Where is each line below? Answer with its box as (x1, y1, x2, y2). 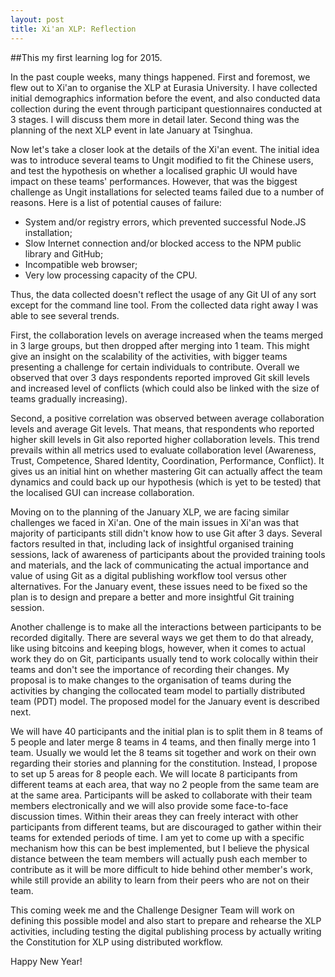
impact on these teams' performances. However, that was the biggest (10, 175, 298, 187)
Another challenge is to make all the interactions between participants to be (10, 621, 322, 633)
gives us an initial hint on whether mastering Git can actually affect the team (10, 465, 323, 477)
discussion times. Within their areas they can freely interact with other (10, 810, 299, 822)
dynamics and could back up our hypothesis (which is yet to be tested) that (10, 476, 322, 488)
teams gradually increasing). (10, 392, 128, 405)
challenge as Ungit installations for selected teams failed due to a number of (10, 186, 325, 198)
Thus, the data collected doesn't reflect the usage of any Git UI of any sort (10, 288, 317, 300)
